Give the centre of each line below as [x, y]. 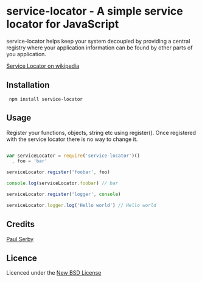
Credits [21, 224]
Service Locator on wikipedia [43, 66]
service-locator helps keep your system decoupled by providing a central [98, 41]
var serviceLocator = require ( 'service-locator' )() [73, 156]
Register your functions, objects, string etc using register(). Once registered [101, 132]
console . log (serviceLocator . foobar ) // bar [62, 183]
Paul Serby [20, 239]
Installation [28, 85]
